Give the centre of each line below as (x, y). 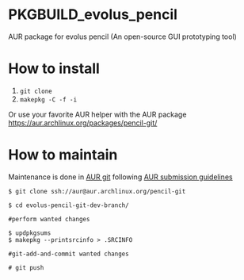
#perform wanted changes (49, 219)
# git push (26, 267)
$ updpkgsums (30, 233)
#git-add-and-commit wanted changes (69, 254)
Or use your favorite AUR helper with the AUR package (97, 114)
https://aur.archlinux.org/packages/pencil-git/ (83, 123)
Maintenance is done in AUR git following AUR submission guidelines (120, 177)
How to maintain (63, 155)
